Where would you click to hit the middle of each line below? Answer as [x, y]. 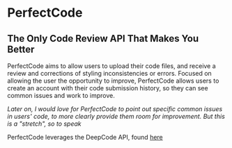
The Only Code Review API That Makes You [103, 39]
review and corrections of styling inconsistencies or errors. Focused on [110, 73]
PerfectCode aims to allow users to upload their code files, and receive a [111, 66]
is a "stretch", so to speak [44, 124]
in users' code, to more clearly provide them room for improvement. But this [116, 116]
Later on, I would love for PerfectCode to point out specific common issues [115, 109]
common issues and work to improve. [61, 96]
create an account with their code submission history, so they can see [108, 88]
